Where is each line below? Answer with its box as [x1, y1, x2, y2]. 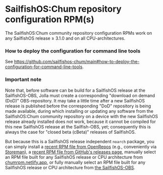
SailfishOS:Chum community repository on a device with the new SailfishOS [5, 113, 158, 119]
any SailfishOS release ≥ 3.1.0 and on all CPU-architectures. [5, 35, 126, 41]
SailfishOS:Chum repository [5, 3, 122, 15]
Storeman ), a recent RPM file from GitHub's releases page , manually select [5, 149, 156, 155]
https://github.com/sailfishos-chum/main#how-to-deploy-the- [14, 59, 140, 65]
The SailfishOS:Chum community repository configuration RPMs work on [5, 30, 152, 36]
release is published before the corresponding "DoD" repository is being [5, 103, 151, 109]
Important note [5, 76, 42, 83]
